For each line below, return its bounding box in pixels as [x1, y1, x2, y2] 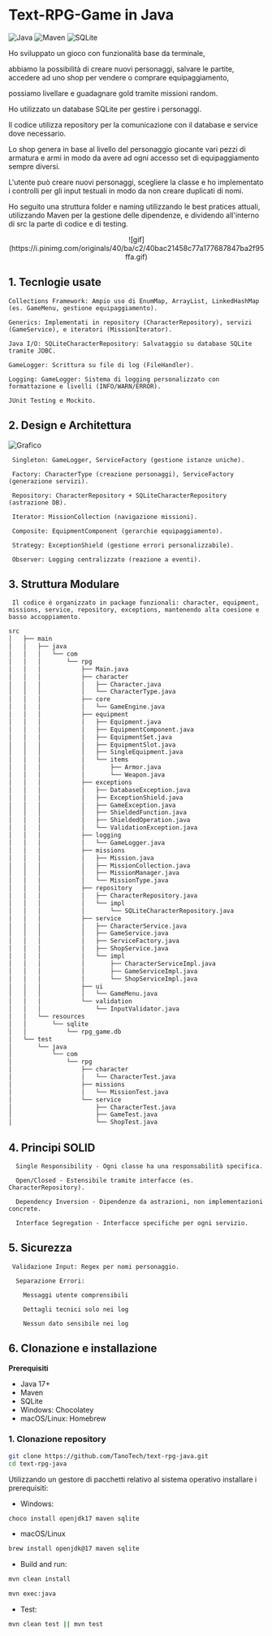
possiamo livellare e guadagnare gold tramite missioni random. [8, 88, 218, 98]
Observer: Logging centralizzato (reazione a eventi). [11, 555, 201, 564]
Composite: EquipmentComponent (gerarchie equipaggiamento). [11, 526, 223, 535]
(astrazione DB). [8, 498, 67, 507]
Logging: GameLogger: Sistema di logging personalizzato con [8, 375, 220, 383]
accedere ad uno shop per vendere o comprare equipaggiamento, [8, 72, 230, 82]
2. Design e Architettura [8, 418, 132, 432]
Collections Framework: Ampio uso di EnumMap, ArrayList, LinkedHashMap [8, 296, 260, 305]
